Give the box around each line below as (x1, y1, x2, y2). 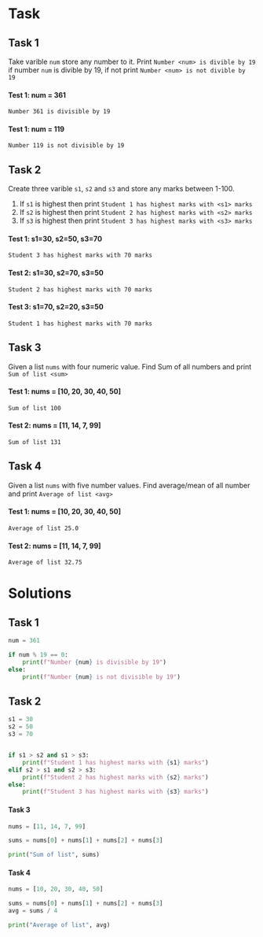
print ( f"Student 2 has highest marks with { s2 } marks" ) (22, 773, 210, 781)
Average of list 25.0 (8, 524, 79, 532)
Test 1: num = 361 (8, 90, 67, 99)
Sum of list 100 (8, 404, 61, 412)
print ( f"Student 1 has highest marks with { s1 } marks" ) (22, 758, 210, 766)
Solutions (8, 584, 72, 602)
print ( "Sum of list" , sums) (8, 851, 100, 859)
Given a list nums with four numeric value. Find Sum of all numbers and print (8, 361, 252, 371)
